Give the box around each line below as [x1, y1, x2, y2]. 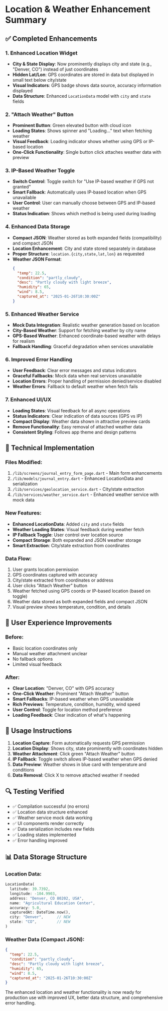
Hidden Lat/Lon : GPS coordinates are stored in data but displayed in [12, 72, 154, 78]
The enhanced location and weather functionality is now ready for [5, 989, 141, 995]
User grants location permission [12, 566, 79, 573]
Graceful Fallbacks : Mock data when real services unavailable [12, 373, 142, 379]
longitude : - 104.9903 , [10, 891, 57, 896]
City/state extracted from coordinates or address [12, 577, 114, 583]
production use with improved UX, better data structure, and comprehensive [5, 994, 163, 1001]
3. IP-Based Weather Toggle [5, 167, 75, 174]
